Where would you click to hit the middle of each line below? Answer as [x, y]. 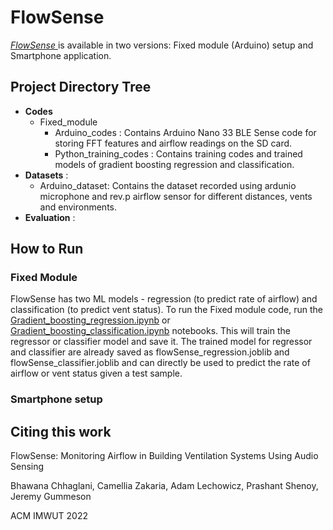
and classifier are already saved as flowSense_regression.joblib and [150, 352]
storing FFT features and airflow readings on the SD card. [173, 143]
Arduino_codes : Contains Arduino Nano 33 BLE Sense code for [185, 132]
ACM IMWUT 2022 [49, 516]
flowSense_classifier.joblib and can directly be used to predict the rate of [160, 363]
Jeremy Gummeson [51, 497]
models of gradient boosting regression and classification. [174, 164]
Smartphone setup [56, 399]
